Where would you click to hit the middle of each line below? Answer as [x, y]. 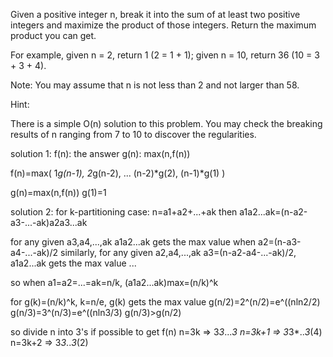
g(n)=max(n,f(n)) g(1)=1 [58, 192]
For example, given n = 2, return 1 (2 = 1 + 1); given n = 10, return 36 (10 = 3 [165, 55]
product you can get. [53, 35]
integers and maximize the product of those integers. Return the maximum [163, 25]
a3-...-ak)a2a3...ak [49, 222]
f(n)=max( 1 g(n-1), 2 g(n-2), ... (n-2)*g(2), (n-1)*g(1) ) [118, 173]
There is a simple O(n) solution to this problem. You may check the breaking [166, 123]
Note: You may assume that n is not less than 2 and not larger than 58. [155, 85]
